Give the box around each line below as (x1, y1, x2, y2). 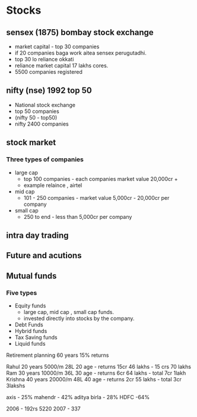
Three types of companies (6, 155, 84, 164)
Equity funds (14, 302, 46, 309)
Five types (6, 289, 37, 297)
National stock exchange (14, 101, 76, 108)
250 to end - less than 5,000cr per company (23, 213, 132, 220)
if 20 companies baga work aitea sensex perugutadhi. (14, 49, 147, 57)
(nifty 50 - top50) (14, 114, 58, 121)
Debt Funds (14, 321, 43, 328)
